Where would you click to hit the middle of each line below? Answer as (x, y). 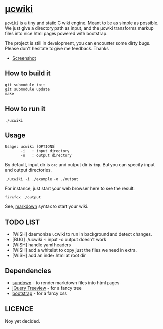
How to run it (25, 109)
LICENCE (19, 309)
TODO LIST (23, 222)
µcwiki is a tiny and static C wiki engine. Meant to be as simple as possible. (82, 23)
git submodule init (25, 85)
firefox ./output (23, 197)
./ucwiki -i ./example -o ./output (42, 179)
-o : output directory (46, 156)
